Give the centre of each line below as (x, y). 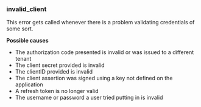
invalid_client (26, 9)
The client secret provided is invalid (60, 65)
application (29, 85)
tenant (23, 59)
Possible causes (27, 41)
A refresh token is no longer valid (57, 91)
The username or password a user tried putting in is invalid (89, 98)
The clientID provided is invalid (54, 72)
